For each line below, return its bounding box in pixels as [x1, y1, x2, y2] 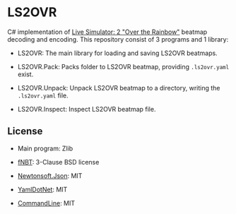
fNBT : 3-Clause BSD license [17, 157, 100, 166]
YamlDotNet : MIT [17, 185, 68, 194]
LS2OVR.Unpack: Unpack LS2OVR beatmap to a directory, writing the [17, 83, 220, 92]
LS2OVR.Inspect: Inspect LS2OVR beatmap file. [17, 105, 156, 113]
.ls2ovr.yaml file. [17, 91, 69, 100]
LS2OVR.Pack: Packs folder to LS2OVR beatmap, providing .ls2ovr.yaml [17, 62, 230, 71]
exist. [17, 70, 34, 78]
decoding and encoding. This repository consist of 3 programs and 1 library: [7, 35, 229, 43]
